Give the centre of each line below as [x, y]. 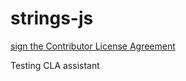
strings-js [52, 18]
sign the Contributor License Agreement [93, 46]
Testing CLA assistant [55, 65]
